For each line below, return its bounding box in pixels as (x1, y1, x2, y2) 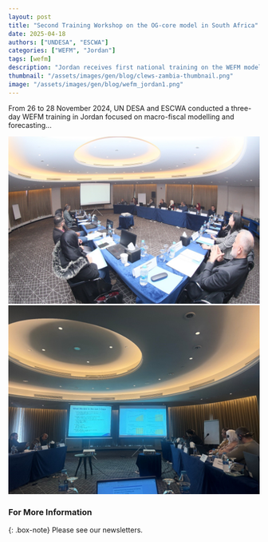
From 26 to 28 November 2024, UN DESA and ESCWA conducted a (8, 103, 230, 113)
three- (231, 103, 252, 113)
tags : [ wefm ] (8, 55, 52, 63)
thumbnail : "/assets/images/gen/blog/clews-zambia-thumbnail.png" (8, 72, 234, 80)
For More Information (8, 507, 93, 518)
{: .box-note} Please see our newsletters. (8, 524, 144, 535)
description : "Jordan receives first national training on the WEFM (8, 64, 241, 72)
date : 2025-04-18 (8, 30, 66, 38)
